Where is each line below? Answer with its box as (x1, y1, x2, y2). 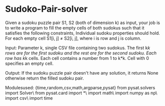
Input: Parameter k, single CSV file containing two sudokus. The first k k (5, 45, 151, 51)
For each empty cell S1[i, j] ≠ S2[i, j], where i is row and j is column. (5, 35, 142, 41)
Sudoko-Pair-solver (5, 3, 88, 15)
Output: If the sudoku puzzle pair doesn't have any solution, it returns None (5, 70, 159, 76)
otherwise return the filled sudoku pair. (5, 75, 84, 81)
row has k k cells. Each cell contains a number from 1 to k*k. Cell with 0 (5, 55, 149, 61)
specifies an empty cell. (5, 60, 54, 66)
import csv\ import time (5, 95, 53, 101)
